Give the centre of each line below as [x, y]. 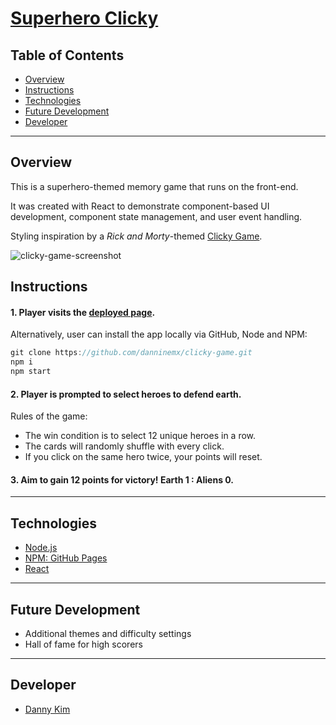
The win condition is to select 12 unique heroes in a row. [140, 436]
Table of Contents [67, 55]
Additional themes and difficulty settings [108, 634]
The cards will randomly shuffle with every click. [124, 446]
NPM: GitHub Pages [66, 558]
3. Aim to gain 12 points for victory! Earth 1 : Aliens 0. [122, 479]
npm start [31, 372]
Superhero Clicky [84, 18]
